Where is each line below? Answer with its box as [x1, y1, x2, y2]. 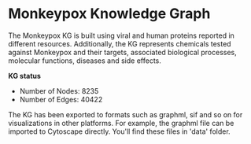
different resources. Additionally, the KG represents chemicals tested [8, 39, 231, 48]
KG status [8, 71, 42, 80]
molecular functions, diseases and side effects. [8, 56, 161, 65]
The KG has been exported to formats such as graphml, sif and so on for [8, 109, 243, 119]
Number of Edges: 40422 [19, 94, 103, 104]
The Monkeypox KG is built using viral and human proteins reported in [8, 31, 234, 40]
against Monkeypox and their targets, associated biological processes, [8, 47, 238, 57]
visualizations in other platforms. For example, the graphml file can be [8, 118, 234, 127]
